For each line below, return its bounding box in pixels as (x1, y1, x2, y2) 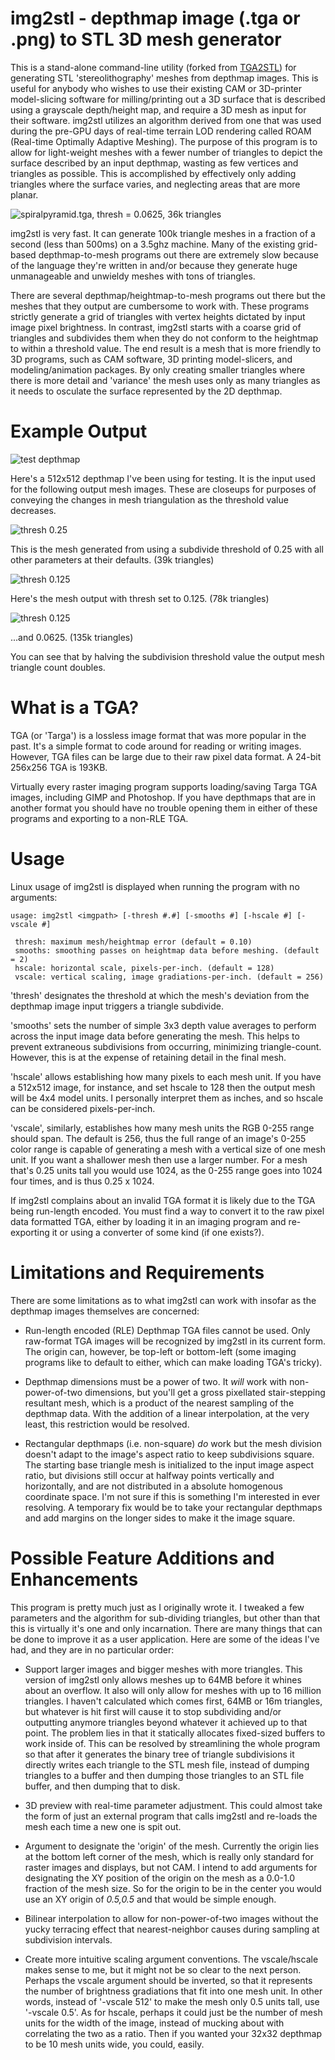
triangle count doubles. (10, 661, 106, 673)
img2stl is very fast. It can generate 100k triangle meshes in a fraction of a (10, 227, 316, 239)
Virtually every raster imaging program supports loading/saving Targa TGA (10, 780, 318, 792)
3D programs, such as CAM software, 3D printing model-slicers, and (10, 353, 293, 365)
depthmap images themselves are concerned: (10, 1305, 200, 1317)
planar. (10, 188, 39, 201)
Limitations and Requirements (10, 1261, 265, 1284)
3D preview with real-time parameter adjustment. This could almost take (24, 1799, 323, 1811)
